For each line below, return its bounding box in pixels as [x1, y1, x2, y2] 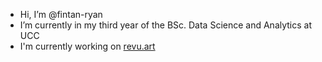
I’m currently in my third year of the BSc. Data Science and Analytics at [19, 19, 313, 31]
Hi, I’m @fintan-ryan [19, 9, 103, 20]
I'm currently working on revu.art [19, 40, 156, 52]
